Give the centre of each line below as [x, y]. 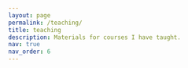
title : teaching [35, 30]
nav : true [24, 45]
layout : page [29, 15]
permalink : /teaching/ [45, 23]
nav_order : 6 [29, 52]
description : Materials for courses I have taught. [94, 37]
